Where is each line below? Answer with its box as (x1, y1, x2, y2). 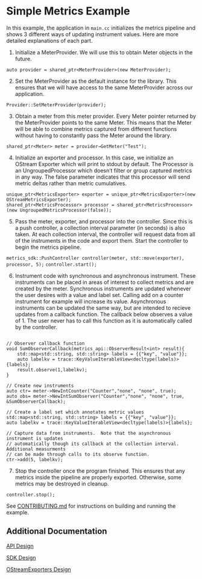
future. (14, 55, 32, 62)
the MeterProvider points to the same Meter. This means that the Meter (14, 119, 192, 126)
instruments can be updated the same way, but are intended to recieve (14, 304, 191, 312)
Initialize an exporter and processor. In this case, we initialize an (14, 154, 174, 161)
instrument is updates (6, 435, 63, 441)
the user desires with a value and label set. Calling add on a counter (14, 291, 184, 298)
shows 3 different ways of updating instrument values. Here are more (6, 30, 179, 37)
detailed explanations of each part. (6, 37, 93, 44)
